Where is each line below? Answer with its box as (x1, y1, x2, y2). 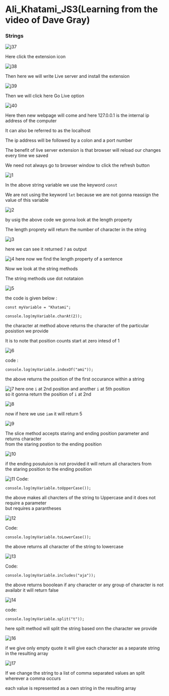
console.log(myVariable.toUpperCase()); (5, 486, 92, 491)
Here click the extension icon (5, 54, 66, 60)
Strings (5, 32, 24, 39)
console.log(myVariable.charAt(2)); (5, 314, 82, 319)
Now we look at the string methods (5, 266, 78, 272)
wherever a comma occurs (5, 675, 61, 681)
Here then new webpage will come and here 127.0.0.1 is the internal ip (5, 112, 150, 118)
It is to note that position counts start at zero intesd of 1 (5, 338, 120, 344)
